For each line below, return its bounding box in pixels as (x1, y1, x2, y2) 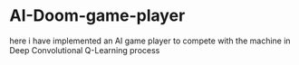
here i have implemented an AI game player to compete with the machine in (9, 35, 292, 46)
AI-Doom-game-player (9, 5, 186, 26)
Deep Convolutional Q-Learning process (9, 44, 160, 55)
